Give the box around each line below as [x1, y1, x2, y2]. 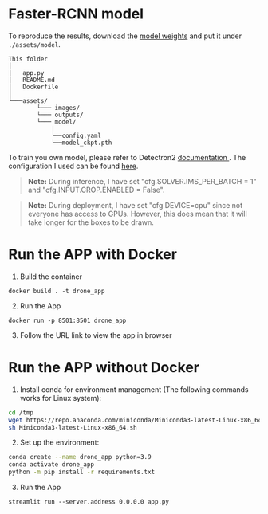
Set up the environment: [19, 437, 100, 447]
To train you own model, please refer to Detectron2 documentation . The [8, 152, 246, 162]
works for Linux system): [19, 393, 102, 402]
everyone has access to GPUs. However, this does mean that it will [27, 209, 247, 218]
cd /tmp [8, 408, 34, 417]
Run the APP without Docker [8, 359, 199, 377]
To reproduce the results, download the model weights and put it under [8, 31, 242, 41]
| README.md [8, 76, 56, 84]
